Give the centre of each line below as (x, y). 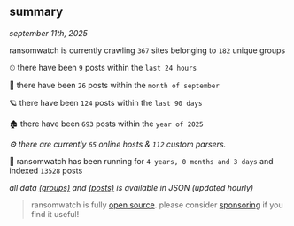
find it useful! (55, 214)
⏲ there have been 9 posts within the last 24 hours (103, 67)
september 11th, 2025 (49, 33)
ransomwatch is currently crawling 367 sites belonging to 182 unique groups (147, 50)
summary (36, 12)
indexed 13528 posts (46, 170)
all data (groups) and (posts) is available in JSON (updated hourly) (132, 187)
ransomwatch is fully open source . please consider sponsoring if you (157, 205)
